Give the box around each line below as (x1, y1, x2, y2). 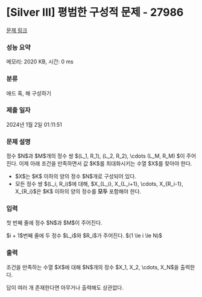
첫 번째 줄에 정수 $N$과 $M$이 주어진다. (6, 219, 103, 226)
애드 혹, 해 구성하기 (6, 89, 51, 97)
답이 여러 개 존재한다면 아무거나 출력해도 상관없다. (6, 284, 124, 291)
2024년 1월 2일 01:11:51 (6, 121, 62, 128)
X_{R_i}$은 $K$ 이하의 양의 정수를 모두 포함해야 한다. (14, 188, 142, 195)
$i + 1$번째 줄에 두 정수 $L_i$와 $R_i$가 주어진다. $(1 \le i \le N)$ (6, 232, 163, 239)
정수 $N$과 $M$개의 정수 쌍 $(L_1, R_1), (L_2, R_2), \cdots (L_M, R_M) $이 (6, 152, 185, 160)
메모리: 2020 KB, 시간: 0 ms (6, 58, 74, 65)
